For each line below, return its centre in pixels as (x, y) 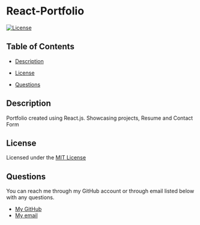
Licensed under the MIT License (46, 158)
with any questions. (30, 197)
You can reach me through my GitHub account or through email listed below (100, 191)
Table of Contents (41, 47)
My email (26, 215)
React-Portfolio (45, 11)
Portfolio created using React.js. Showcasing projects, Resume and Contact (100, 118)
